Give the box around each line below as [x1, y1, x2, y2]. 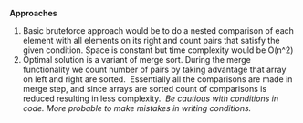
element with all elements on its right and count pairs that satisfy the [22, 36, 280, 46]
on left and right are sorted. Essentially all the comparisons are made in [22, 74, 293, 85]
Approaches [9, 8, 57, 18]
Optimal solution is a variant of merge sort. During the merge [22, 55, 251, 65]
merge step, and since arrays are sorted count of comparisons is [22, 84, 267, 94]
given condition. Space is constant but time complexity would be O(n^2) [22, 45, 294, 56]
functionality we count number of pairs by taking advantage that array [22, 64, 287, 75]
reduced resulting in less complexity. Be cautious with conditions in [22, 93, 279, 104]
